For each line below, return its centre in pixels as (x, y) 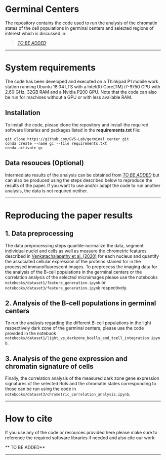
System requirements (50, 68)
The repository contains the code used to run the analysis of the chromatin (81, 23)
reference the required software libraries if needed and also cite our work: (80, 438)
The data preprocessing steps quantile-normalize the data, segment (75, 245)
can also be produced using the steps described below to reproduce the (79, 180)
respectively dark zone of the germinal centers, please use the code (75, 328)
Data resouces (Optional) (45, 163)
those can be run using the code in (41, 389)
